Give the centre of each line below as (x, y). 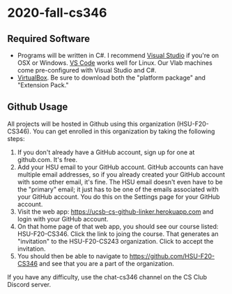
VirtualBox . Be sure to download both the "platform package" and (111, 78)
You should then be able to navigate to (72, 256)
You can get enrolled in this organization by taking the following (124, 131)
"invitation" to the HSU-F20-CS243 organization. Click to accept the (115, 241)
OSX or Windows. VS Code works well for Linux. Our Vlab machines (115, 63)
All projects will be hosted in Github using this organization (91, 124)
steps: (16, 138)
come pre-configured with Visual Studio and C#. (87, 70)
